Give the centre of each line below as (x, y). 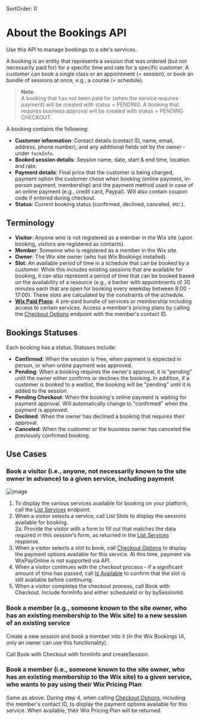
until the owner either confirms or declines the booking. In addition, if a (102, 378)
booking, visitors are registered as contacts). (70, 244)
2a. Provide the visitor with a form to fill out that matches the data (95, 529)
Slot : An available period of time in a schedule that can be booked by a (102, 263)
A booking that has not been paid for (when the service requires (100, 98)
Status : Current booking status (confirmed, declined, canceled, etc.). (100, 204)
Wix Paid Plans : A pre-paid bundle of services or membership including (103, 301)
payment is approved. (41, 409)
